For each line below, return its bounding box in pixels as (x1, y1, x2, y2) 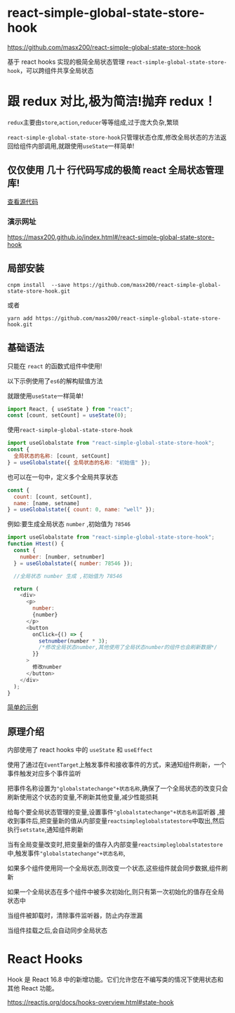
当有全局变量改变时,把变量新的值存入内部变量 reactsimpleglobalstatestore (7, 840, 223, 849)
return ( (13, 585, 39, 592)
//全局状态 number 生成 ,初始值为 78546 (13, 572, 123, 579)
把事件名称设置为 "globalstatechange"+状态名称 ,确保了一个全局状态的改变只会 (7, 784, 228, 793)
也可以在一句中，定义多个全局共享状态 (7, 472, 118, 481)
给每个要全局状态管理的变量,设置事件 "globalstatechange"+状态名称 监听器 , (7, 808, 220, 817)
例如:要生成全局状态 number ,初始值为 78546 (7, 520, 131, 528)
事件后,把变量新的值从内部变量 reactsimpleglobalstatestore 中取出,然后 (19, 817, 225, 825)
